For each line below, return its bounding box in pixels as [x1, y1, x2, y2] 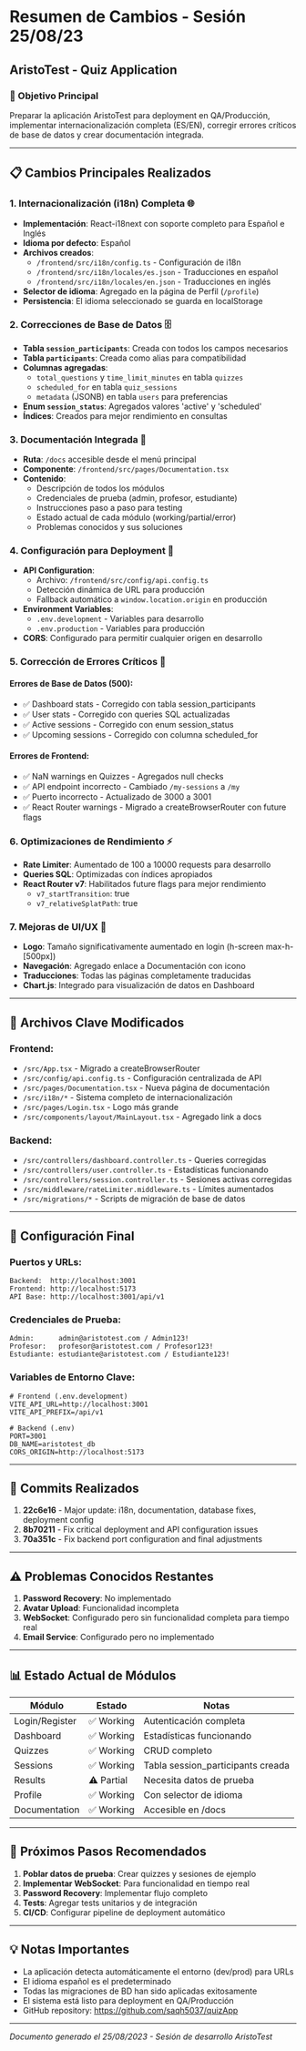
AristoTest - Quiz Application [9, 62, 178, 77]
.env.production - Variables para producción [36, 623, 205, 634]
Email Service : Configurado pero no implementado [22, 1632, 215, 1643]
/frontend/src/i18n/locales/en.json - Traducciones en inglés [36, 276, 271, 287]
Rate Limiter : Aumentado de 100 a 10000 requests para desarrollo [22, 859, 271, 871]
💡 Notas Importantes [9, 1942, 130, 1957]
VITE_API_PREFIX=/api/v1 [9, 1407, 104, 1417]
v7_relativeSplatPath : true [36, 898, 138, 909]
